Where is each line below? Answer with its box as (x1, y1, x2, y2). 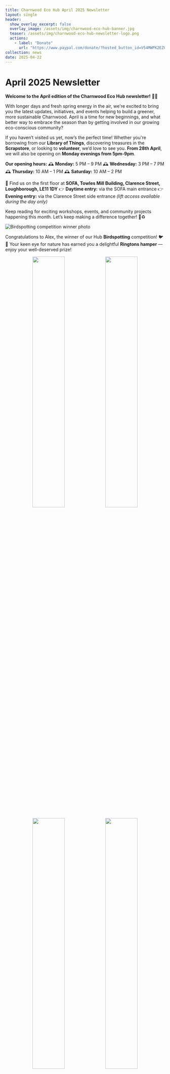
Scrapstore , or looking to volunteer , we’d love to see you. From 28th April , (5, 145, 162, 151)
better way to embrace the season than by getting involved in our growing (5, 119, 159, 125)
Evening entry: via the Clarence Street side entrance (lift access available (5, 193, 160, 200)
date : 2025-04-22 (5, 54, 42, 60)
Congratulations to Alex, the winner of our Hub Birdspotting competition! (5, 234, 158, 240)
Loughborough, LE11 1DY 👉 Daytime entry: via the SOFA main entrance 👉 (5, 186, 163, 192)
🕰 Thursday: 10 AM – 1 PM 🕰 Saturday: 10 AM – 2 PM (5, 169, 122, 175)
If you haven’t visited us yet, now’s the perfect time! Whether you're (5, 135, 147, 141)
